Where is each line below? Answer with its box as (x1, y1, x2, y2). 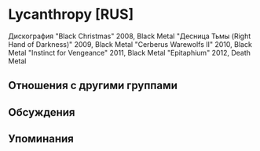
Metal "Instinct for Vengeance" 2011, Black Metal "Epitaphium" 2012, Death (8, 48, 251, 57)
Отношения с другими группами (8, 79, 178, 92)
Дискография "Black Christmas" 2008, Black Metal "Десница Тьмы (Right (8, 31, 251, 41)
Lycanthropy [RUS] (8, 5, 134, 23)
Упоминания (8, 132, 75, 146)
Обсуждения (8, 106, 75, 119)
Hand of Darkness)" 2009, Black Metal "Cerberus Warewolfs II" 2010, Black (8, 39, 253, 49)
